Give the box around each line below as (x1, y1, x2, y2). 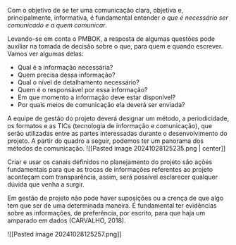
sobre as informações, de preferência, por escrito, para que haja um (7, 209, 206, 217)
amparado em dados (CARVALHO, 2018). (7, 216, 126, 225)
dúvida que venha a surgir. (7, 180, 85, 189)
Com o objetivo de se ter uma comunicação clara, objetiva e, (7, 6, 184, 14)
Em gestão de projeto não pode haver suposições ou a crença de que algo (7, 194, 224, 202)
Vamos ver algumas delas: (7, 49, 84, 58)
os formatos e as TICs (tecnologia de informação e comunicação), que (7, 122, 213, 130)
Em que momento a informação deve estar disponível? (17, 93, 176, 101)
